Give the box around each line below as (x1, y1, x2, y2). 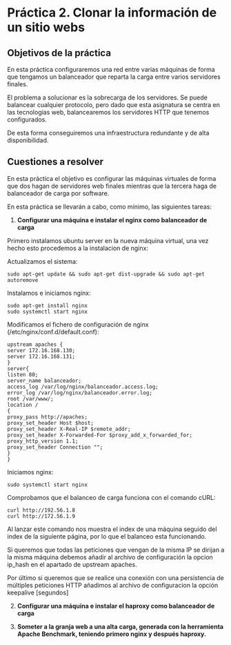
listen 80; (7, 371, 39, 378)
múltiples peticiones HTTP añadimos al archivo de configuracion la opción (7, 581, 219, 589)
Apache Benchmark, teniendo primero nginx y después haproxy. (17, 630, 207, 638)
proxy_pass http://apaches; (7, 413, 88, 421)
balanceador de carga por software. (7, 189, 110, 198)
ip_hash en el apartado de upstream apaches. (7, 560, 137, 568)
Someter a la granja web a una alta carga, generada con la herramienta (17, 622, 224, 630)
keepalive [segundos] (7, 588, 69, 597)
